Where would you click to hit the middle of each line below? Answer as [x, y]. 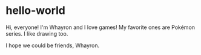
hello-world [36, 11]
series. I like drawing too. [37, 33]
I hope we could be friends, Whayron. [53, 45]
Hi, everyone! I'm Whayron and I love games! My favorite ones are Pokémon [100, 27]
